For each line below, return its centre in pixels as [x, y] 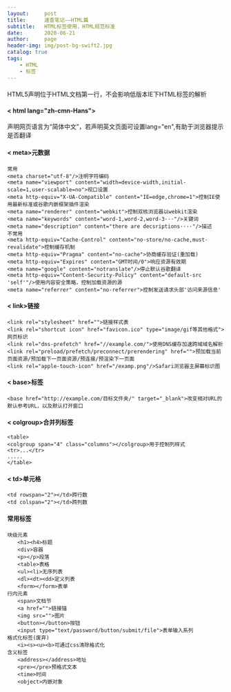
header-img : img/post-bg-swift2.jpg [60, 46]
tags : [15, 59]
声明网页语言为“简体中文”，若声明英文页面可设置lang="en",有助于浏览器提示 [115, 127]
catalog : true [28, 52]
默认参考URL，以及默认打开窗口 [46, 406]
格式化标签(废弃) [28, 637]
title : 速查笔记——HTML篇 [48, 20]
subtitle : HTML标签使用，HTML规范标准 [61, 26]
